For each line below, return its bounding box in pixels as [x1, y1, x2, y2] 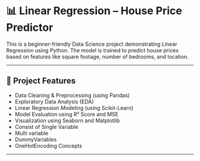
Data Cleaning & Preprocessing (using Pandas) [14, 91, 130, 99]
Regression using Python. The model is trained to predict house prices [6, 46, 179, 53]
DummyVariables [14, 135, 57, 143]
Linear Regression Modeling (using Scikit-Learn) [14, 104, 134, 111]
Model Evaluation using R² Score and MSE [14, 111, 119, 118]
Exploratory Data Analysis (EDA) [14, 98, 94, 105]
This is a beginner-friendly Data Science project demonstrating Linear [6, 40, 177, 48]
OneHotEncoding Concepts [14, 142, 82, 149]
